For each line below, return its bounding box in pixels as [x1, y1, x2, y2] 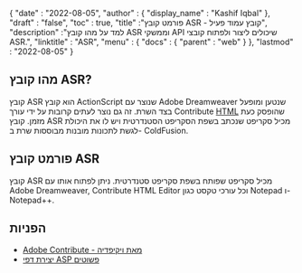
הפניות [9, 221, 47, 236]
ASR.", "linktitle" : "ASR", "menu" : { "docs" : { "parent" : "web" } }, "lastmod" [9, 36, 294, 47]
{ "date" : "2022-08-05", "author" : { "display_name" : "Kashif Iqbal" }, [9, 8, 271, 18]
